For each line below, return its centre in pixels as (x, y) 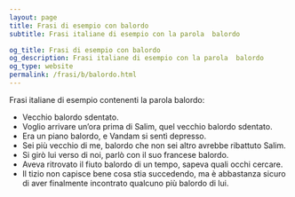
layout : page (33, 17)
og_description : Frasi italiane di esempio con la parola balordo (137, 59)
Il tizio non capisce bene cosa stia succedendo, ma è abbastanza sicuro (154, 173)
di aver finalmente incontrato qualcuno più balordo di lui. (125, 183)
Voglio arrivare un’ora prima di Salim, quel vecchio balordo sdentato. (147, 126)
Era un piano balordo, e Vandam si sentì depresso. (114, 136)
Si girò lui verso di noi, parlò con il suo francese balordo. (125, 154)
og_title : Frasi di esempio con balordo (85, 50)
